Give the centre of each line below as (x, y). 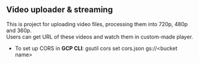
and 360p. (19, 30)
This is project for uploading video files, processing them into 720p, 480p (97, 24)
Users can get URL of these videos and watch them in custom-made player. (100, 37)
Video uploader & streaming (60, 10)
